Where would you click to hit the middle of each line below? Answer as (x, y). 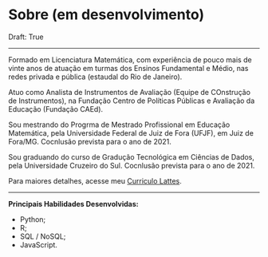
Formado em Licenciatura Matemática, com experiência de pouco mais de (130, 59)
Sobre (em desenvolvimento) (106, 15)
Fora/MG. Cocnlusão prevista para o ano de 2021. (90, 141)
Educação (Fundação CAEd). (56, 109)
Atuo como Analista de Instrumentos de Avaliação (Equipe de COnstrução (130, 92)
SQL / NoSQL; (43, 236)
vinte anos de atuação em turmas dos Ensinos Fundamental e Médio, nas (128, 68)
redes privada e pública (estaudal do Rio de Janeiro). (95, 77)
